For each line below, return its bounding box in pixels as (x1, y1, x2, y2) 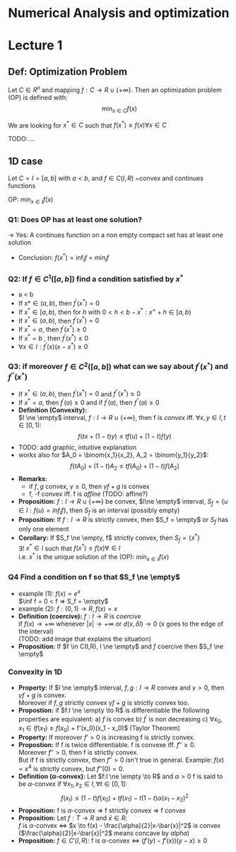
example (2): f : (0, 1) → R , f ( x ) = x (18, 604, 118, 613)
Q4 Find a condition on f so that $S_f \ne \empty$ (8, 572, 181, 582)
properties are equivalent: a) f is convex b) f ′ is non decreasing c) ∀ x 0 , (18, 713, 223, 725)
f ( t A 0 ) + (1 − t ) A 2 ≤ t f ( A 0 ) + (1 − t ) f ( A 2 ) (70, 461, 179, 472)
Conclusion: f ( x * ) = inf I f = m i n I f (18, 252, 110, 263)
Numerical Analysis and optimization (8, 5, 230, 21)
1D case (8, 155, 43, 167)
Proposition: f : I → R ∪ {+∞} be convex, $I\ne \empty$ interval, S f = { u (18, 497, 228, 507)
